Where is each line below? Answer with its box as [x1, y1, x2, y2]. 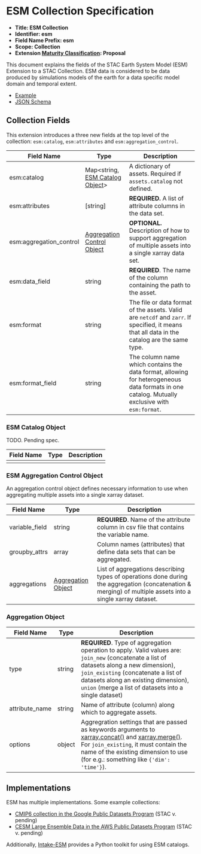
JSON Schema [14, 98, 51, 105]
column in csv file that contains [96, 523, 184, 531]
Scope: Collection [14, 43, 61, 50]
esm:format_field [9, 379, 57, 387]
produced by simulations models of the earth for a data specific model [6, 74, 180, 81]
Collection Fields [6, 116, 71, 126]
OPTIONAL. [129, 218, 163, 227]
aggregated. [96, 555, 132, 564]
